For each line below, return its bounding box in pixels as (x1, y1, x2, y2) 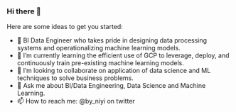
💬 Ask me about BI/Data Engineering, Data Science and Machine (16, 82, 206, 90)
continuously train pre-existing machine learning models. (16, 59, 184, 67)
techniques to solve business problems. (16, 74, 134, 82)
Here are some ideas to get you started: (6, 23, 124, 31)
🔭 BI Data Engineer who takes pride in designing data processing (16, 36, 208, 45)
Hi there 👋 (6, 6, 42, 16)
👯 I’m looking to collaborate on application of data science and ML (16, 67, 211, 75)
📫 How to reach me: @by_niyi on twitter (16, 97, 136, 106)
